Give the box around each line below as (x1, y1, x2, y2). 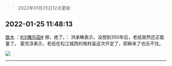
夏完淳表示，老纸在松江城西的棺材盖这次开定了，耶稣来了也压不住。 (19, 40, 164, 46)
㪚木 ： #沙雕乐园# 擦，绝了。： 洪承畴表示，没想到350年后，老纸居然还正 (5, 34, 160, 40)
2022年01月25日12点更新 (17, 5, 71, 11)
